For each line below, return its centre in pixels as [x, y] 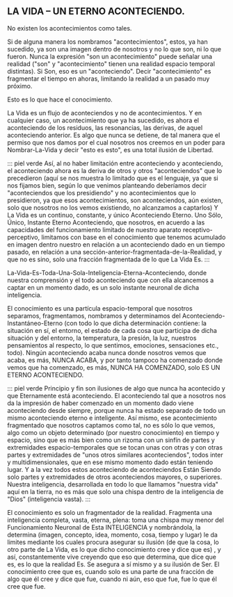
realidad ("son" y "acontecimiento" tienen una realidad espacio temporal [111, 64]
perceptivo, [24, 237]
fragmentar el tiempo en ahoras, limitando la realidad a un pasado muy [109, 79]
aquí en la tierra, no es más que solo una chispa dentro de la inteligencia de [115, 491]
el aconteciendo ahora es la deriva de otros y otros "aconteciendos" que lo [115, 170]
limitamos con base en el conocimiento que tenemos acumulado [134, 237]
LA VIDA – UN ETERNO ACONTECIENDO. [96, 11]
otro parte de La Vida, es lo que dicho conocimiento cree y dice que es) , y [114, 549]
